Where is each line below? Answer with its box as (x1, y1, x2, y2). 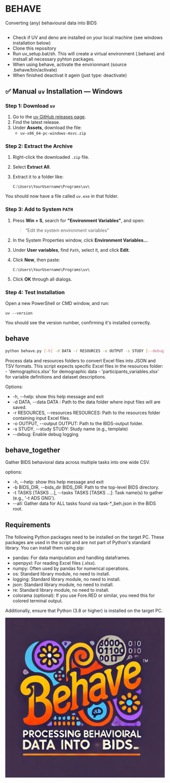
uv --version (5, 311, 33, 316)
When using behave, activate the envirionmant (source (12, 61, 127, 67)
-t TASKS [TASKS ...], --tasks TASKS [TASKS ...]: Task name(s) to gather (12, 490, 163, 496)
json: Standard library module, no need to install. (12, 582, 114, 588)
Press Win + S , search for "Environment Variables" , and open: (12, 217, 145, 223)
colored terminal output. (12, 598, 63, 604)
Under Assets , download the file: (12, 125, 82, 131)
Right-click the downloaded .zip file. (12, 154, 90, 160)
